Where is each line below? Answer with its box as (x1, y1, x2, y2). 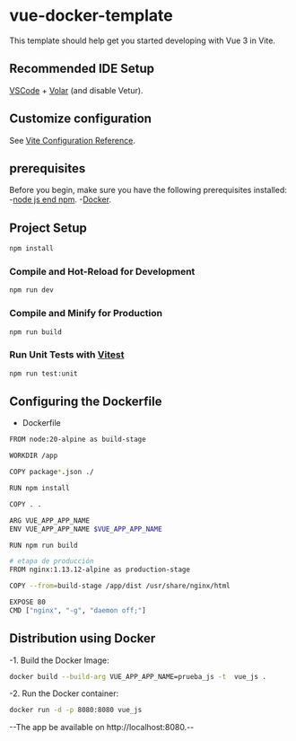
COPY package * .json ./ (9, 468, 94, 477)
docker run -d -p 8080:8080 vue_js (9, 706, 143, 715)
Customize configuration (9, 111, 152, 127)
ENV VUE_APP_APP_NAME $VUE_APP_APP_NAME (9, 525, 163, 534)
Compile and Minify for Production (9, 307, 163, 320)
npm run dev (9, 286, 54, 295)
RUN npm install (9, 484, 70, 493)
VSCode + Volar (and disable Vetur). (9, 84, 144, 95)
